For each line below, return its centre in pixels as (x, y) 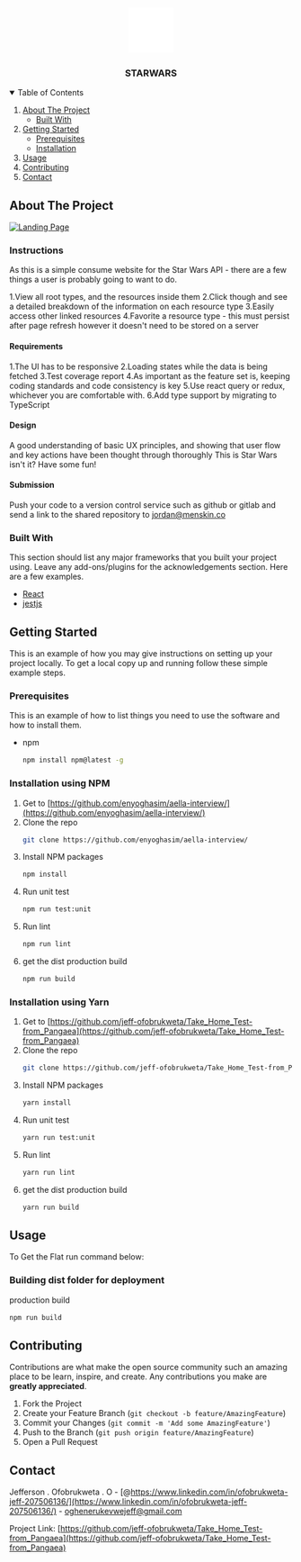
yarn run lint (49, 1172)
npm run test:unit (57, 909)
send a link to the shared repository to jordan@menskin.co (118, 515)
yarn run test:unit (59, 1138)
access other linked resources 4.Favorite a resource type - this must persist (150, 316)
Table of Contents (50, 93)
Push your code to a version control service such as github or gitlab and (143, 505)
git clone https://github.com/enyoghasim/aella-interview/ (135, 840)
